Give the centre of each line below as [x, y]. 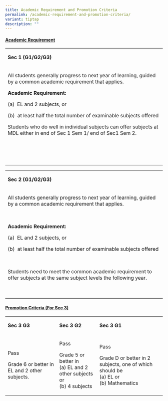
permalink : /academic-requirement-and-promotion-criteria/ [68, 15]
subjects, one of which [126, 364]
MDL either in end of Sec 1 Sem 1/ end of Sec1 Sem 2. [72, 133]
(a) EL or [109, 376]
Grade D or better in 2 [125, 358]
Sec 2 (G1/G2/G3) [30, 179]
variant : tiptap [22, 19]
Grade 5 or [72, 355]
